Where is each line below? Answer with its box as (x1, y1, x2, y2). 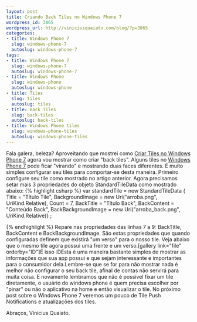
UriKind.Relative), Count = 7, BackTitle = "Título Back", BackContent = (6, 200, 175, 207)
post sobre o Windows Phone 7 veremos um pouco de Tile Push (6, 292, 161, 299)
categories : (6, 30, 35, 36)
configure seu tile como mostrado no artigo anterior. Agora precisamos (6, 174, 178, 181)
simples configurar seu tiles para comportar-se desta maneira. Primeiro (6, 168, 179, 176)
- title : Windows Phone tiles (6, 123, 80, 129)
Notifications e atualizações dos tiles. (6, 298, 97, 305)
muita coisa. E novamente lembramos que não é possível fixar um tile (6, 273, 174, 280)
